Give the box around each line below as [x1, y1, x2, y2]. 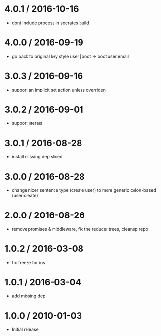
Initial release [11, 326, 39, 333]
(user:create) [11, 192, 38, 198]
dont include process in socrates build [11, 20, 89, 26]
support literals [11, 120, 43, 126]
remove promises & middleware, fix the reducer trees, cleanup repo [11, 226, 148, 232]
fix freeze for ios [11, 259, 45, 265]
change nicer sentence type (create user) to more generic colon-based [11, 187, 157, 193]
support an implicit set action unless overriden [11, 87, 106, 92]
